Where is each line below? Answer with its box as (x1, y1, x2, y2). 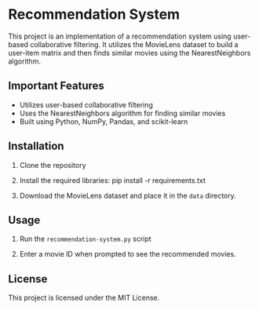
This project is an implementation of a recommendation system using (8, 31, 232, 41)
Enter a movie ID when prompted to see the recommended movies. (19, 250, 237, 259)
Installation (8, 140, 64, 153)
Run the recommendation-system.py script (19, 234, 151, 244)
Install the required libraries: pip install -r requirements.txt (19, 175, 206, 185)
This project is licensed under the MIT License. (8, 293, 160, 303)
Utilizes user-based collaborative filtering (19, 100, 153, 109)
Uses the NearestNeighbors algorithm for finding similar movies (19, 108, 226, 118)
